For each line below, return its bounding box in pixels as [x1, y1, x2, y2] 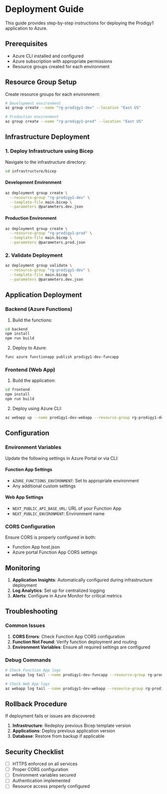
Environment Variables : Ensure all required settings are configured [12, 644, 151, 650]
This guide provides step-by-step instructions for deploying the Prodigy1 [5, 20, 154, 26]
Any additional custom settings [12, 483, 76, 489]
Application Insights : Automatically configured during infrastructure [12, 577, 153, 583]
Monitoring [5, 564, 41, 572]
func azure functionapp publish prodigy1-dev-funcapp [5, 354, 119, 359]
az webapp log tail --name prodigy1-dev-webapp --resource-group [5, 686, 143, 691]
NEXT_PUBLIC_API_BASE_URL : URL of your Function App [12, 505, 122, 511]
